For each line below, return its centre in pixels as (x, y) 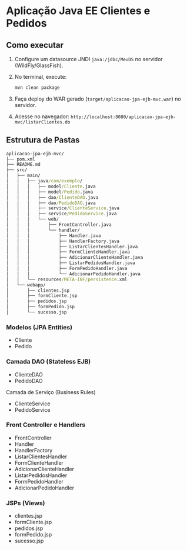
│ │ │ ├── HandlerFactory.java (63, 241)
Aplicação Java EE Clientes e (78, 11)
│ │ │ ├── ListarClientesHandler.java (72, 246)
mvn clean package (37, 88)
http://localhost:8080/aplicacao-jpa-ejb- (123, 117)
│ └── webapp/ (26, 285)
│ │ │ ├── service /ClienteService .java (63, 208)
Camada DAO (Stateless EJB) (49, 362)
